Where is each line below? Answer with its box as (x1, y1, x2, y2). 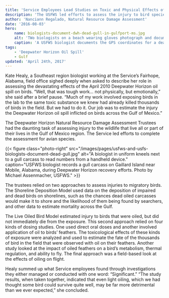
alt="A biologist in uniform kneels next (80, 151, 160, 157)
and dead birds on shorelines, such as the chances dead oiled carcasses (5, 193, 156, 199)
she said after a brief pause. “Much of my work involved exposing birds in (5, 94, 158, 100)
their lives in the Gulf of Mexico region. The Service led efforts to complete (5, 130, 160, 136)
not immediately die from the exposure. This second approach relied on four (5, 218, 163, 225)
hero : (5, 26, 17, 31)
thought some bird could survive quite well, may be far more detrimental (5, 282, 155, 288)
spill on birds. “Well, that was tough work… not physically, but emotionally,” (5, 89, 161, 95)
